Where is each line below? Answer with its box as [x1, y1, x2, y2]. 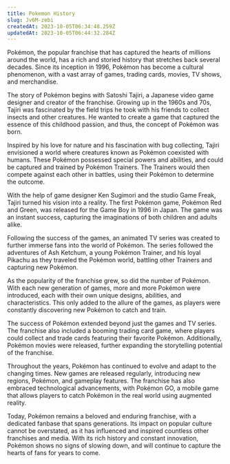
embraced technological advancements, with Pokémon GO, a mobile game [7, 384, 219, 392]
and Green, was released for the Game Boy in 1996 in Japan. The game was [7, 206, 222, 214]
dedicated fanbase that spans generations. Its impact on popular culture [7, 419, 212, 428]
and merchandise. [7, 77, 59, 86]
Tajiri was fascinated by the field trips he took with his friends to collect [7, 106, 209, 114]
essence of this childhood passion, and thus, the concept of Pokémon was [7, 120, 219, 128]
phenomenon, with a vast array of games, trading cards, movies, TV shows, [7, 70, 222, 79]
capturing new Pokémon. [7, 263, 79, 271]
